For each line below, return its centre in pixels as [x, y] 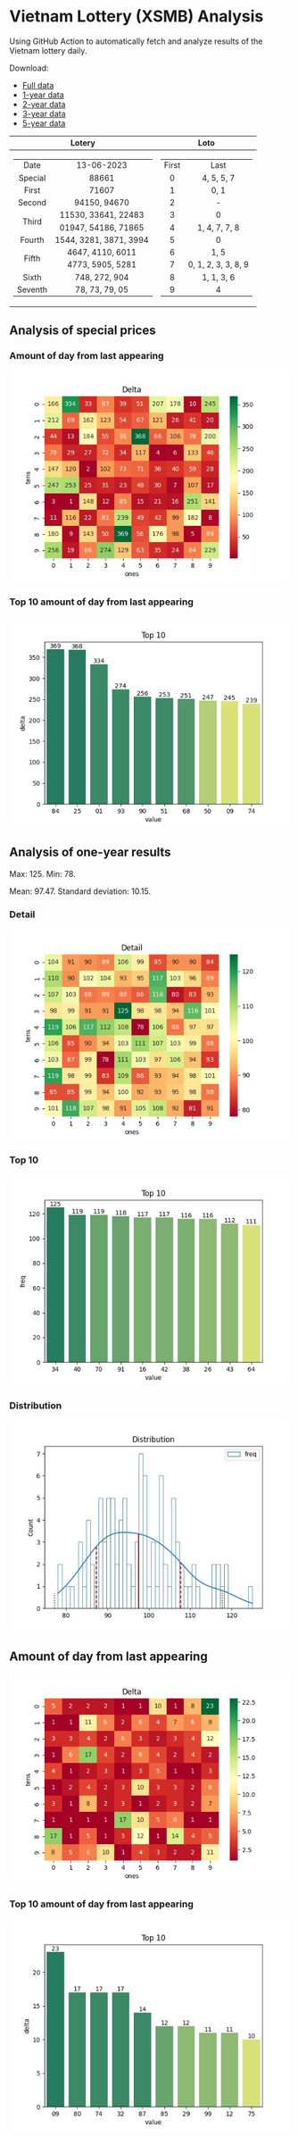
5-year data [44, 123]
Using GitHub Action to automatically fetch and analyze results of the [136, 41]
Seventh [32, 289]
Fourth [32, 239]
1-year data [43, 95]
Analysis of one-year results [90, 852]
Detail [22, 914]
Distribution [36, 1406]
